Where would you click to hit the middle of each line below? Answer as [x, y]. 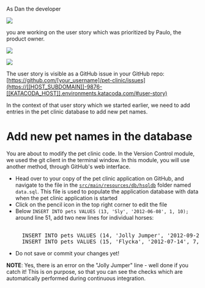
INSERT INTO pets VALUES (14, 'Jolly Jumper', [93, 235]
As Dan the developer [34, 9]
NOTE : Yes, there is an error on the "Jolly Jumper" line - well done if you [97, 265]
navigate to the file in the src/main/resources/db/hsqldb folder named [103, 185]
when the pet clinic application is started [66, 198]
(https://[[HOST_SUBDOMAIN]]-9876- [54, 87]
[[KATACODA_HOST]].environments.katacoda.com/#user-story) [87, 93]
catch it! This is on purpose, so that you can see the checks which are [95, 271]
